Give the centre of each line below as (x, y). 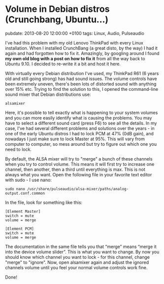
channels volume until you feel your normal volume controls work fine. (76, 267)
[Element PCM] (20, 229)
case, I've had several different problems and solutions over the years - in (80, 128)
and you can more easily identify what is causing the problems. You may (79, 118)
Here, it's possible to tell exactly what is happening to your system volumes (82, 113)
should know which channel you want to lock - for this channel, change (78, 257)
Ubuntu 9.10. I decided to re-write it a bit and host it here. (63, 64)
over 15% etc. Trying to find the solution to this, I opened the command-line (82, 89)
